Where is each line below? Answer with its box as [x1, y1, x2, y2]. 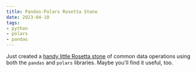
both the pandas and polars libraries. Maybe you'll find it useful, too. [6, 59, 174, 66]
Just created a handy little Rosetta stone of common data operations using [6, 53, 191, 60]
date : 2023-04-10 [6, 14, 50, 20]
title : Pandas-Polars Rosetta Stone [6, 8, 98, 15]
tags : [6, 20, 20, 26]
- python [6, 25, 28, 32]
